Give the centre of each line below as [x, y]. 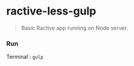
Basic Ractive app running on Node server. [75, 28]
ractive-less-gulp [51, 11]
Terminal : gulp [25, 57]
